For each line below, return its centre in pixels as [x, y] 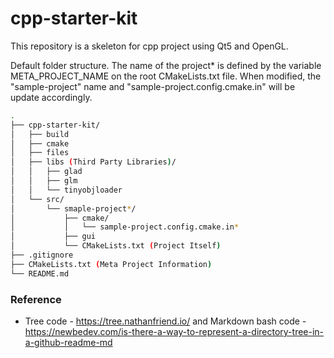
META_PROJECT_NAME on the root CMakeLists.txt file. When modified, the [166, 76]
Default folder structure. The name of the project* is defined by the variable [166, 65]
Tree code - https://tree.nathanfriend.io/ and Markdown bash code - [165, 321]
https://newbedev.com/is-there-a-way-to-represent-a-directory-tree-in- [174, 331]
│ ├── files [40, 153]
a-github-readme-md [68, 342]
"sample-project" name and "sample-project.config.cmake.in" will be [153, 86]
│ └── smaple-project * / [73, 208]
